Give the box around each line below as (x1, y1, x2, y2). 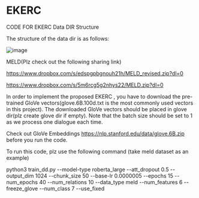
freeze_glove (6, 185, 38, 192)
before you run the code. (6, 136, 68, 144)
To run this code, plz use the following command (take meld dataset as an (6, 148, 189, 155)
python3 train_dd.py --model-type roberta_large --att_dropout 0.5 (6, 166, 169, 173)
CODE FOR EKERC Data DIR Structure (6, 23, 99, 31)
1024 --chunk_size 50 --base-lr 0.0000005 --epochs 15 (35, 172, 174, 179)
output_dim (6, 172, 34, 179)
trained (6, 99, 24, 106)
